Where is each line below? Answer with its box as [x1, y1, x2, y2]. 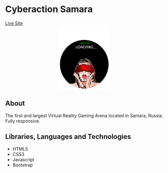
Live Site [5, 20, 23, 26]
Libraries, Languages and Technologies [5, 132, 131, 141]
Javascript [12, 156, 35, 162]
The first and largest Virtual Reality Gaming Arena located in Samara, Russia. [5, 112, 163, 119]
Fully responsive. [5, 118, 41, 124]
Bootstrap [12, 162, 33, 168]
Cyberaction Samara [5, 4, 93, 15]
